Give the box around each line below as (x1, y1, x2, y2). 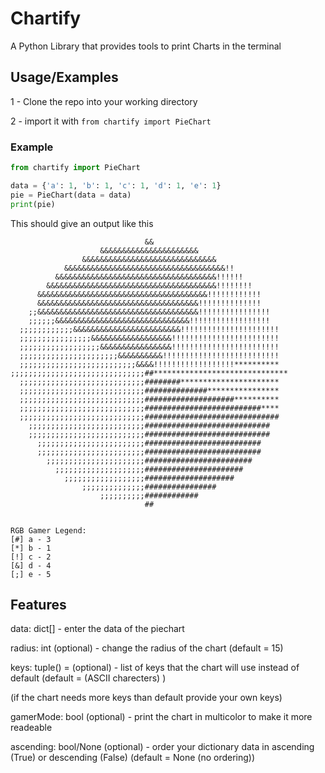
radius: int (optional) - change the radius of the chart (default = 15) (10, 642, 284, 654)
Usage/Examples (10, 69, 119, 86)
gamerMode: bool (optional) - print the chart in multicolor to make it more (10, 711, 313, 723)
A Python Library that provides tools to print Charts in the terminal (10, 40, 282, 52)
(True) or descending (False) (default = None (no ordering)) (10, 752, 256, 764)
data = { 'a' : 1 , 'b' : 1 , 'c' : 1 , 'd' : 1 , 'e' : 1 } (10, 180, 222, 191)
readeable (10, 722, 53, 734)
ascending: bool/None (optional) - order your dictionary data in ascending (10, 741, 315, 753)
